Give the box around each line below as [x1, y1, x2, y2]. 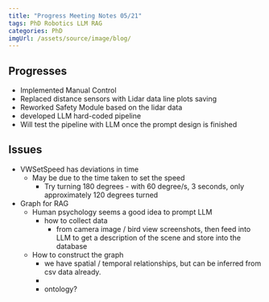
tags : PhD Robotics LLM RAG [8, 19, 103, 27]
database [56, 241, 88, 250]
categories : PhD [8, 27, 63, 35]
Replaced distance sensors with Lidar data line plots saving [19, 94, 217, 104]
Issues [8, 143, 43, 157]
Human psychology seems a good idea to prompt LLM [31, 207, 213, 217]
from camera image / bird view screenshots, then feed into [56, 224, 251, 234]
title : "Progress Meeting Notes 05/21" [8, 11, 143, 20]
